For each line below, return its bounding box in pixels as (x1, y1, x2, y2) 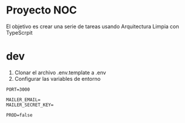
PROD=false (6, 112, 33, 118)
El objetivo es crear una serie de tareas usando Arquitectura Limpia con (6, 23, 179, 30)
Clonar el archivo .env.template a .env (14, 69, 106, 76)
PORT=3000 (6, 86, 31, 93)
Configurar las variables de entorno (14, 75, 101, 82)
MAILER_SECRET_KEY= (6, 102, 54, 108)
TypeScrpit (6, 29, 33, 36)
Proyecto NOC (6, 4, 78, 17)
